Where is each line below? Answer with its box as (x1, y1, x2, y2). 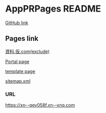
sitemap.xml (5, 78, 31, 84)
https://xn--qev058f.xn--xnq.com (5, 102, 75, 108)
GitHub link (5, 20, 29, 26)
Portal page (5, 59, 29, 65)
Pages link (5, 34, 39, 43)
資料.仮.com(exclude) (5, 48, 50, 54)
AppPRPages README (5, 3, 101, 15)
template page (5, 68, 35, 74)
